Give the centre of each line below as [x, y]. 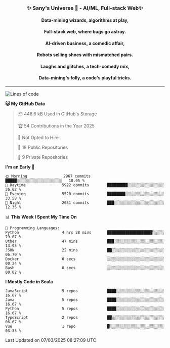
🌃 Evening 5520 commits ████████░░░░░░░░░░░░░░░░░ [85, 194]
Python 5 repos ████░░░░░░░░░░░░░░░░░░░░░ [85, 309]
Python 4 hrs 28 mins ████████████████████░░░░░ [85, 233]
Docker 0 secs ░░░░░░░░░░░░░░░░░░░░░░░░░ [85, 259]
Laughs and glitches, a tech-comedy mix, [85, 66]
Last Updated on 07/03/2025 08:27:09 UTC [51, 340]
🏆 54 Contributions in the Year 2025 [56, 126]
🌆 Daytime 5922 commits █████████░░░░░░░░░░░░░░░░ [85, 185]
